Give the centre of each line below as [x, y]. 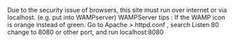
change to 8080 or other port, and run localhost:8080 [86, 32]
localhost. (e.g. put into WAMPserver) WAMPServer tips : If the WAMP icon [116, 17]
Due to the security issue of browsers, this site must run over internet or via [117, 10]
